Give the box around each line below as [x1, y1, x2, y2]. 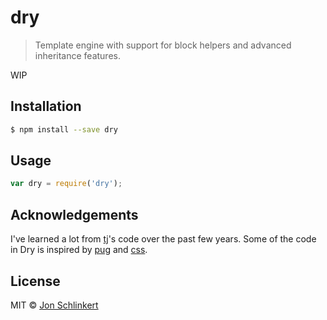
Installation [10, 98, 82, 115]
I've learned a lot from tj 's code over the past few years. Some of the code [10, 233, 317, 245]
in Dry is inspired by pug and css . [10, 244, 148, 256]
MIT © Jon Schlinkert [10, 299, 99, 311]
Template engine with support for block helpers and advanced [34, 39, 292, 51]
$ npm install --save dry [10, 124, 118, 135]
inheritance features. [34, 49, 121, 61]
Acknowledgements [10, 206, 139, 223]
